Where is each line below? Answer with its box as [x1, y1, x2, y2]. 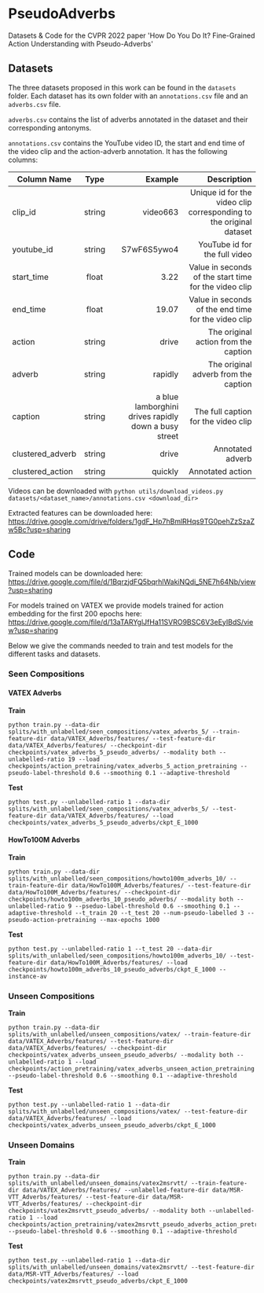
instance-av [8, 972, 47, 980]
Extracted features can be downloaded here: [8, 508, 153, 517]
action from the [195, 336, 252, 347]
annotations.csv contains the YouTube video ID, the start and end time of [8, 138, 245, 148]
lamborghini [134, 401, 179, 412]
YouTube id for [198, 239, 252, 250]
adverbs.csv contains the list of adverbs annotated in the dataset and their [8, 115, 248, 124]
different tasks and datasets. [8, 649, 101, 659]
